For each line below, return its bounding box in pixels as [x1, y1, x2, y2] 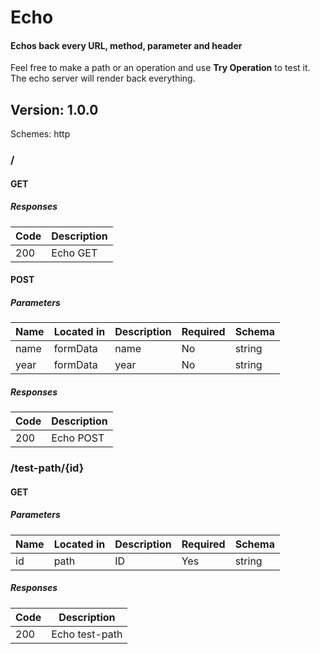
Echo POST [51, 431, 105, 445]
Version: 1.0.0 [10, 101, 99, 118]
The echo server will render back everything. [10, 72, 196, 85]
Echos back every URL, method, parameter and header [10, 39, 243, 51]
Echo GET [51, 246, 98, 260]
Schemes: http [10, 128, 71, 140]
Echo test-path [51, 627, 123, 641]
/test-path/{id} [10, 461, 85, 475]
